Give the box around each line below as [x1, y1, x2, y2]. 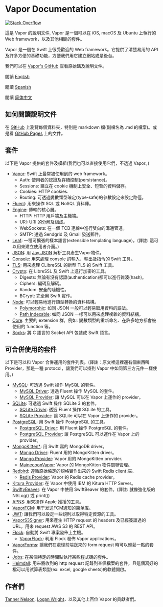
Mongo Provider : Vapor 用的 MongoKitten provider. [19, 456, 122, 462]
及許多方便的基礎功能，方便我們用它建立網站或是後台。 [5, 53, 116, 59]
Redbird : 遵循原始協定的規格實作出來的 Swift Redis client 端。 [12, 468, 136, 474]
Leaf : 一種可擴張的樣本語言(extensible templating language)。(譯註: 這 [12, 237, 154, 243]
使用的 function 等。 [12, 323, 53, 329]
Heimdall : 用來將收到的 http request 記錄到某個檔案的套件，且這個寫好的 [12, 560, 158, 566]
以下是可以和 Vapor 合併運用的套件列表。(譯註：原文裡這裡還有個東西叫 [5, 359, 150, 365]
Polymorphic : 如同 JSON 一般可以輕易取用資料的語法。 [19, 305, 131, 311]
